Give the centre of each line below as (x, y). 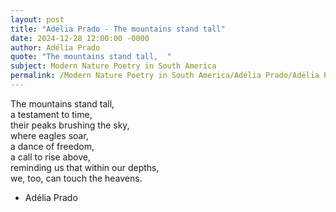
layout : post (37, 19)
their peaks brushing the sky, (70, 125)
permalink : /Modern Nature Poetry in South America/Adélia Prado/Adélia (165, 76)
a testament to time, (51, 114)
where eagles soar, (49, 135)
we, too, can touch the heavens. (76, 178)
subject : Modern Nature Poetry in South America (113, 66)
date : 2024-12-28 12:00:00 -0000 (80, 38)
